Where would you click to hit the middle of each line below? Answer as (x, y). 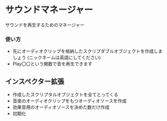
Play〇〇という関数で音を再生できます (52, 64)
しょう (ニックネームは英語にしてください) (57, 58)
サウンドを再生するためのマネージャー (45, 25)
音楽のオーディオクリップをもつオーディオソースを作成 (70, 101)
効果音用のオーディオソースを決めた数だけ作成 (61, 107)
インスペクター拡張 (35, 81)
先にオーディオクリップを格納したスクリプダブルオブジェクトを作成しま (88, 51)
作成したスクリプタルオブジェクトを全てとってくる (65, 95)
